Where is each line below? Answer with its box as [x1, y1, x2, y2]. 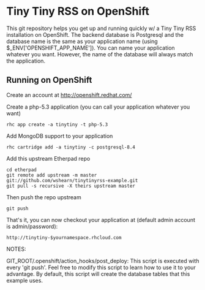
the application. [6, 57, 46, 64]
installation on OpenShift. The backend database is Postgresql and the [6, 31, 184, 38]
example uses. [6, 277, 43, 284]
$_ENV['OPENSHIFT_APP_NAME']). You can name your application [6, 44, 176, 52]
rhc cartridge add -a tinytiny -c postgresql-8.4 [6, 144, 136, 150]
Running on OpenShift [6, 75, 92, 85]
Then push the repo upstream [6, 193, 81, 200]
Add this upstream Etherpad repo [6, 155, 91, 162]
